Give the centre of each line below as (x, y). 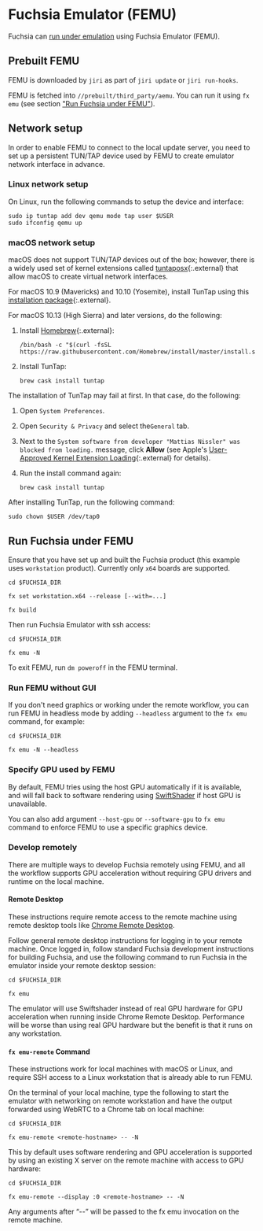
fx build (22, 610)
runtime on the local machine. (56, 881)
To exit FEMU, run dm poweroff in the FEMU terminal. (93, 667)
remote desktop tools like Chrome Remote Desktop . (91, 926)
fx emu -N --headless (44, 750)
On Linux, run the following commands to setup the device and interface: (126, 201)
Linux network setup (48, 184)
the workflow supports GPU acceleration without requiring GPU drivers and (130, 873)
